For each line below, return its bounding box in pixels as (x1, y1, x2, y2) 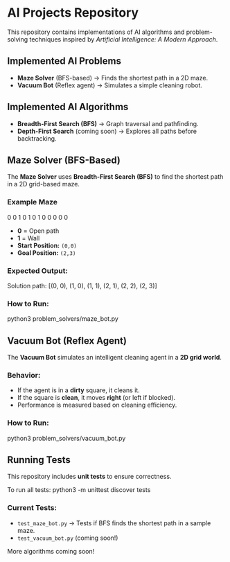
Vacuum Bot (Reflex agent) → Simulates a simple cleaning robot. (17, 81, 203, 89)
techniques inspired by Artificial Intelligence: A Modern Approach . (29, 35, 218, 43)
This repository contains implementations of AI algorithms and (7, 28, 185, 36)
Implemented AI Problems (7, 55, 121, 67)
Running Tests (7, 454, 71, 466)
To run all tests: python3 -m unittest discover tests (7, 486, 151, 494)
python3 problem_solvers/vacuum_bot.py (7, 434, 126, 442)
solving (7, 35, 28, 43)
